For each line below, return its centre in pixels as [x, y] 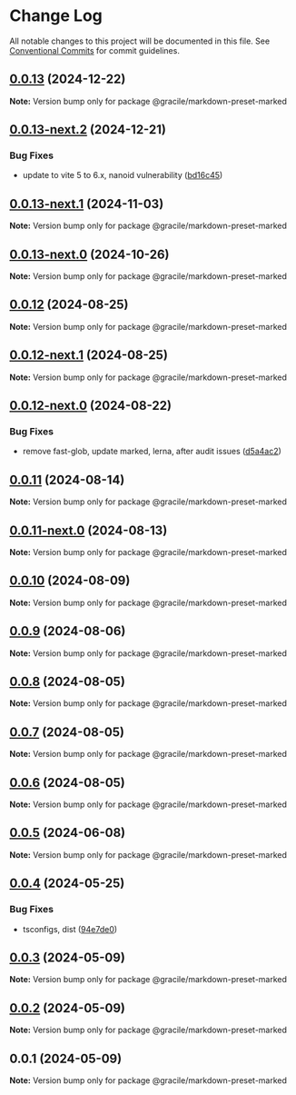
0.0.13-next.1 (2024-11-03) [87, 204]
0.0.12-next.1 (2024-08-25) [89, 355]
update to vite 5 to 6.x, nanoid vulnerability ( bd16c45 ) [123, 175]
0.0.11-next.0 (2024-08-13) [89, 530]
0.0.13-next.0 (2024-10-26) [89, 254]
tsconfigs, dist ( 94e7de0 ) [70, 929]
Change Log [56, 16]
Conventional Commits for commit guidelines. [94, 50]
